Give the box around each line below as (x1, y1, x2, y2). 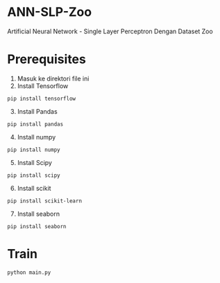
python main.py (7, 268, 51, 276)
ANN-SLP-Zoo (7, 4, 92, 20)
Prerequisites (7, 51, 87, 67)
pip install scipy (7, 171, 60, 179)
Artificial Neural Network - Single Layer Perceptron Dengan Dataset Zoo (7, 27, 213, 35)
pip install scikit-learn (7, 197, 82, 205)
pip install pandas (7, 121, 64, 128)
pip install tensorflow (7, 95, 76, 102)
